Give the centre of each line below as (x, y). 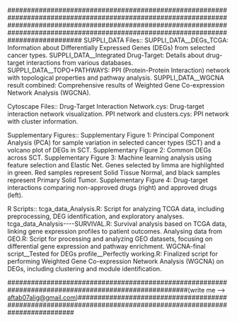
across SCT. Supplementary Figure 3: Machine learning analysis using (110, 157)
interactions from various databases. (79, 62)
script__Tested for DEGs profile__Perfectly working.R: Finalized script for (112, 254)
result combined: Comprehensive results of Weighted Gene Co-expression (116, 85)
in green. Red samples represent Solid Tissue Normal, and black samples (114, 173)
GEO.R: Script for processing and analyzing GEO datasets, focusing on (110, 239)
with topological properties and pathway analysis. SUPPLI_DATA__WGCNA (116, 78)
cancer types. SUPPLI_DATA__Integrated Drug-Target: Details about (106, 55)
